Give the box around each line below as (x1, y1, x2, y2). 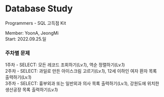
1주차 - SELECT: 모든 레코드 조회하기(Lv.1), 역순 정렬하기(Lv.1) (5, 62, 125, 68)
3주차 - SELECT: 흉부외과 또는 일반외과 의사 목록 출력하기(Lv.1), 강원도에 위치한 (5, 81, 160, 87)
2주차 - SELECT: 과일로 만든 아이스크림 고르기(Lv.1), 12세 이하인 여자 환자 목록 (5, 68, 157, 74)
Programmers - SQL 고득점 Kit (5, 20, 66, 26)
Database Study (5, 3, 73, 14)
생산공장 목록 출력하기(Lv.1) (5, 87, 58, 93)
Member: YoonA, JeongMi (5, 30, 59, 36)
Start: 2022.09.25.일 (5, 36, 47, 42)
